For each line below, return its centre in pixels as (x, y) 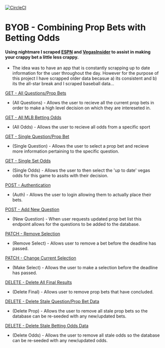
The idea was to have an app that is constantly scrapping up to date (81, 68)
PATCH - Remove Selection (33, 234)
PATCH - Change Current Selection (41, 258)
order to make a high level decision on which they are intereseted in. (82, 108)
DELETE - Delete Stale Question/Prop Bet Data (52, 301)
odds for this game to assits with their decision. (60, 176)
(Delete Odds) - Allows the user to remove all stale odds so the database (86, 335)
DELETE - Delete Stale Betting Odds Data (47, 326)
